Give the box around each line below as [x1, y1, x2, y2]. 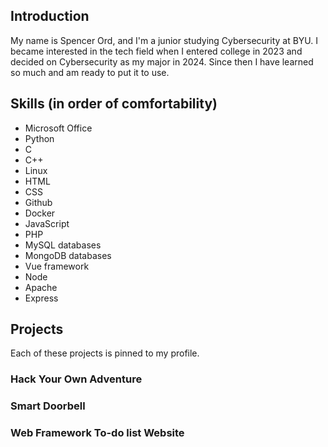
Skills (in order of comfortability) [10, 95, 218, 113]
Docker [24, 207, 56, 219]
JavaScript [24, 217, 70, 229]
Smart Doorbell [10, 399, 86, 413]
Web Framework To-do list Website [10, 426, 185, 440]
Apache [24, 281, 58, 293]
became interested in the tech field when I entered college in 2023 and [10, 45, 303, 57]
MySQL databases [24, 239, 102, 251]
